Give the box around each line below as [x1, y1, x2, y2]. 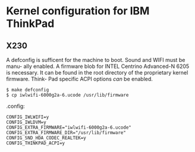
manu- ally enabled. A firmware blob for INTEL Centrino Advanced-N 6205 [6, 63, 190, 70]
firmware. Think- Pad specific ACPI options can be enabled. [6, 76, 153, 82]
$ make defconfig [6, 87, 49, 93]
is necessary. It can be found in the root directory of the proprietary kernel [6, 69, 188, 76]
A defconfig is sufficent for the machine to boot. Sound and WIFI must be [6, 57, 185, 63]
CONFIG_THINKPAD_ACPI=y [6, 140, 65, 146]
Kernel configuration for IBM [6, 4, 150, 18]
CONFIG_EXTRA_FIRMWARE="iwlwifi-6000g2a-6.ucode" [6, 125, 132, 131]
